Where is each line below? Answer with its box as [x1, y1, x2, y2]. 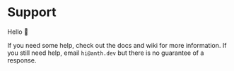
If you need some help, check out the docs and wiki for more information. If [7, 41, 227, 49]
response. [7, 56, 37, 64]
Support [7, 4, 57, 20]
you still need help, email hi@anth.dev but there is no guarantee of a [7, 49, 204, 57]
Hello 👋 [7, 27, 28, 36]
